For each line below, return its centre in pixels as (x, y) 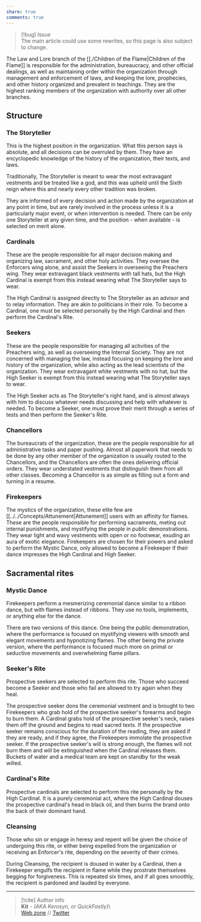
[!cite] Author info (42, 900)
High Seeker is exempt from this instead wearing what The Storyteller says (98, 377)
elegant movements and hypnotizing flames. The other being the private (95, 641)
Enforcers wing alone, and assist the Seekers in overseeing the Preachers (97, 268)
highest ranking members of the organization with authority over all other (96, 90)
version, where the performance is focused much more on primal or (90, 647)
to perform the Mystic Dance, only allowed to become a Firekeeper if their (97, 548)
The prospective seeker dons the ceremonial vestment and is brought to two (100, 706)
